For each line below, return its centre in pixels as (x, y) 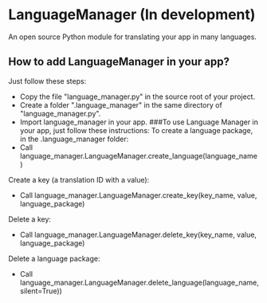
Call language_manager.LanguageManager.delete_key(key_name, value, (138, 234)
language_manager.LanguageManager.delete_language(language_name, (139, 282)
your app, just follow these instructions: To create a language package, (136, 130)
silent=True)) (41, 291)
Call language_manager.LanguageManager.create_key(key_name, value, (138, 195)
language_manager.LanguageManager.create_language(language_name (138, 155)
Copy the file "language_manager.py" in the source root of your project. (137, 96)
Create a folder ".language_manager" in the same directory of (121, 104)
